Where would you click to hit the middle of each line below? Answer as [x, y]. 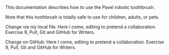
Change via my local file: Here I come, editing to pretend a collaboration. [81, 27]
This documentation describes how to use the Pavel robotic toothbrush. [80, 7]
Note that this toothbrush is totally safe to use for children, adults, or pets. [82, 17]
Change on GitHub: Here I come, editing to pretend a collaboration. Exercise [85, 42]
